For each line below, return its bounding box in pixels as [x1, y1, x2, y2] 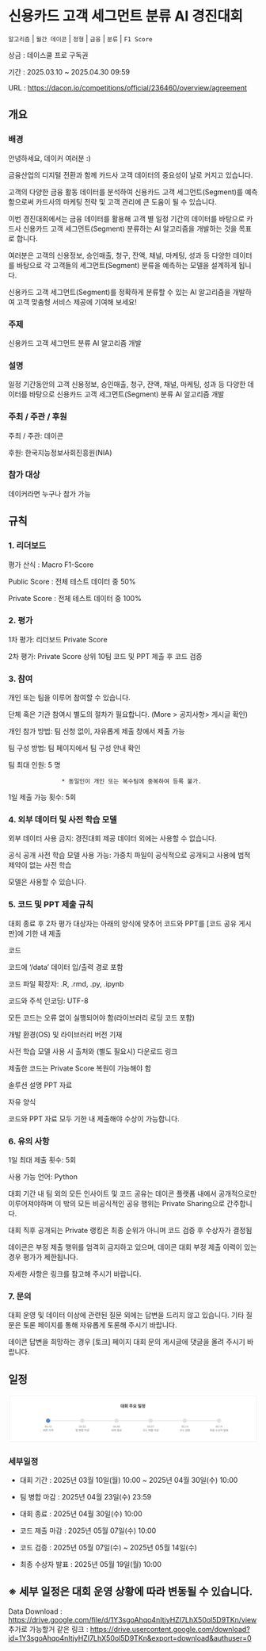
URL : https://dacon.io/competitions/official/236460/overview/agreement [8, 82, 248, 92]
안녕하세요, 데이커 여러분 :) [8, 153, 91, 163]
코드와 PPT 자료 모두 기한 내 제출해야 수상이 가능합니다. [8, 1113, 180, 1123]
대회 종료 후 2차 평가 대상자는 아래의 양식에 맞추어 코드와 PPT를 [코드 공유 [8, 918, 237, 928]
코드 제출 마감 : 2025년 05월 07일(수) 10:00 [19, 1526, 157, 1535]
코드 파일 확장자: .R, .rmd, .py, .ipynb [8, 979, 124, 988]
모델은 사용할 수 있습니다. [8, 877, 87, 887]
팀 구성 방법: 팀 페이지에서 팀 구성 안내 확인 [8, 743, 141, 753]
